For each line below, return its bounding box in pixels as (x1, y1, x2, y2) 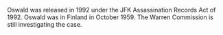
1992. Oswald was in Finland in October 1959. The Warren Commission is (7, 13, 214, 21)
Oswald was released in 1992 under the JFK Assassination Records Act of (7, 6, 216, 14)
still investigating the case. (7, 21, 82, 28)
